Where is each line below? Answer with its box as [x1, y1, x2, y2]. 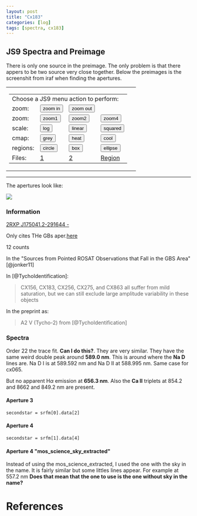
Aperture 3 [6, 397, 33, 404]
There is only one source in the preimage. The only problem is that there [6, 62, 181, 69]
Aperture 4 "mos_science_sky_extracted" [6, 447, 111, 454]
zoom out [72, 106, 93, 112]
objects [20, 297, 39, 304]
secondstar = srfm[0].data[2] [6, 410, 80, 416]
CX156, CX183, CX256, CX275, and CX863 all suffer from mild [20, 284, 170, 291]
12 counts [6, 244, 29, 251]
